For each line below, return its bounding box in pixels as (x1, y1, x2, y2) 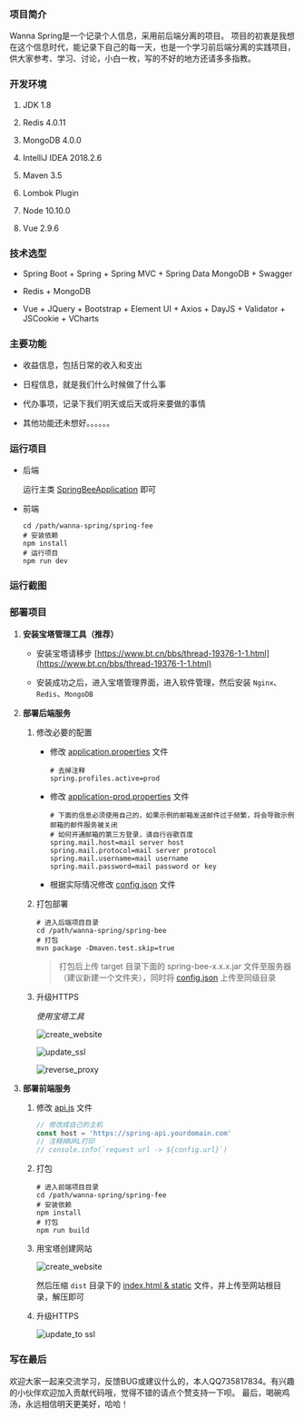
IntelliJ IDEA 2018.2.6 (22, 152, 103, 163)
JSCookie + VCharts (22, 312, 100, 323)
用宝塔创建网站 (35, 1243, 93, 1254)
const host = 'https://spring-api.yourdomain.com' (35, 1128, 232, 1137)
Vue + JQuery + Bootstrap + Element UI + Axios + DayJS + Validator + (22, 302, 286, 314)
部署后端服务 (22, 707, 71, 719)
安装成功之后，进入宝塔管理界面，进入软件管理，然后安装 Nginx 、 (35, 677, 282, 688)
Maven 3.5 (22, 170, 63, 181)
